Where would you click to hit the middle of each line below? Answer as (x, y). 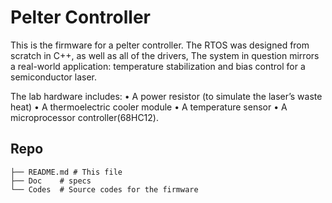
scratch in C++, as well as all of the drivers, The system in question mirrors (165, 55)
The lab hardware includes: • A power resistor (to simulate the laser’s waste (166, 96)
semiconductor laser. (53, 77)
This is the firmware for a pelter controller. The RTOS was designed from (160, 45)
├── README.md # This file (66, 172)
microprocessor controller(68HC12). (84, 117)
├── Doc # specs (51, 181)
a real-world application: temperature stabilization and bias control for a (158, 66)
